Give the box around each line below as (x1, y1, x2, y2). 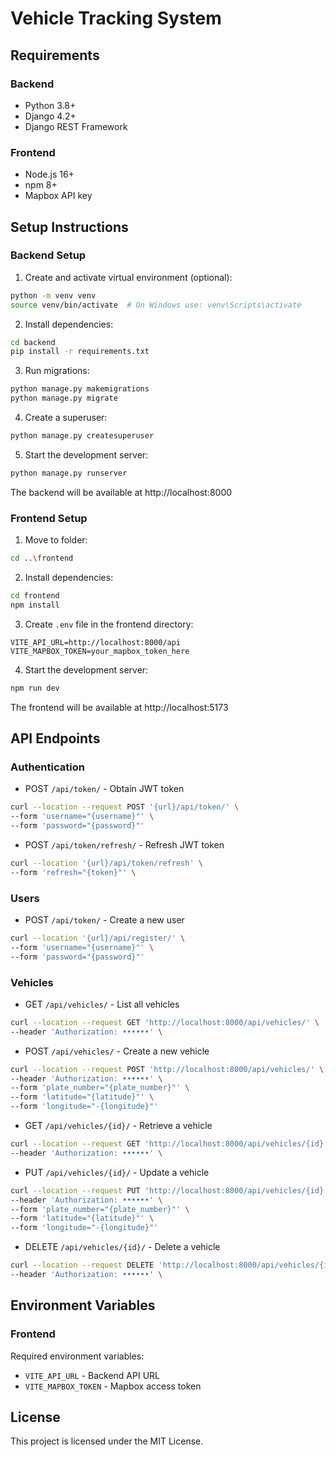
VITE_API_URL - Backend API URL (24, 1369, 160, 1381)
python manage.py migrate (10, 393, 118, 404)
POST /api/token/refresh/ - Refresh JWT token (24, 838, 225, 851)
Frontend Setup (10, 511, 88, 525)
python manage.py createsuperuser (10, 431, 155, 441)
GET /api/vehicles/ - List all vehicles (24, 998, 180, 1010)
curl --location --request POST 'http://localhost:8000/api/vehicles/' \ (10, 1064, 325, 1074)
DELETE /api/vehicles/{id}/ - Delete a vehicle (24, 1241, 221, 1253)
